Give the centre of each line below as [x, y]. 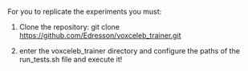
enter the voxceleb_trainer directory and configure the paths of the [129, 51]
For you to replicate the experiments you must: [85, 12]
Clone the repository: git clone [69, 27]
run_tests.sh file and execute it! [71, 59]
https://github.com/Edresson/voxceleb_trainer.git [100, 35]
